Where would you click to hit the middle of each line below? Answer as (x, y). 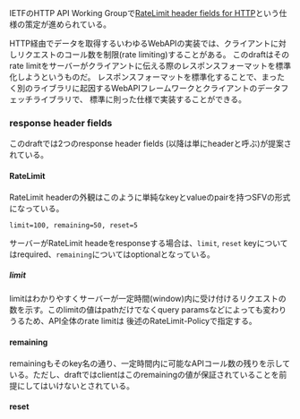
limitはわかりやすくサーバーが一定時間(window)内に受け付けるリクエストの (148, 299)
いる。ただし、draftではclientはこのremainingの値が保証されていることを (144, 374)
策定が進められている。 (68, 24)
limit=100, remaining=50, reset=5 (74, 225)
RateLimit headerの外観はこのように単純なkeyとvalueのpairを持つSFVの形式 (150, 197)
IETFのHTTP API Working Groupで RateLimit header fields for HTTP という (144, 13)
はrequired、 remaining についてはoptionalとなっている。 (112, 254)
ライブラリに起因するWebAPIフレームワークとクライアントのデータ (157, 88)
